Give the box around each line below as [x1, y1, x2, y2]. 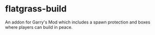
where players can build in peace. [5, 24, 73, 30]
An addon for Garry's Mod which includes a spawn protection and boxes [5, 19, 151, 25]
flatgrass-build [5, 3, 67, 14]
